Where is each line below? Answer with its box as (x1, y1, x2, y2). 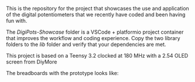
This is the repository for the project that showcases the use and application (6, 5, 190, 12)
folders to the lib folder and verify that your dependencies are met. (6, 41, 166, 48)
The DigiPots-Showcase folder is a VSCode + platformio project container (6, 28, 184, 35)
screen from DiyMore (6, 58, 57, 65)
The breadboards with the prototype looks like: (6, 70, 119, 76)
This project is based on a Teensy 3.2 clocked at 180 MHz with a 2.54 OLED (6, 52, 189, 59)
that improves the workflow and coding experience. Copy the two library (6, 35, 180, 41)
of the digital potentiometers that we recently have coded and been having (6, 11, 186, 18)
